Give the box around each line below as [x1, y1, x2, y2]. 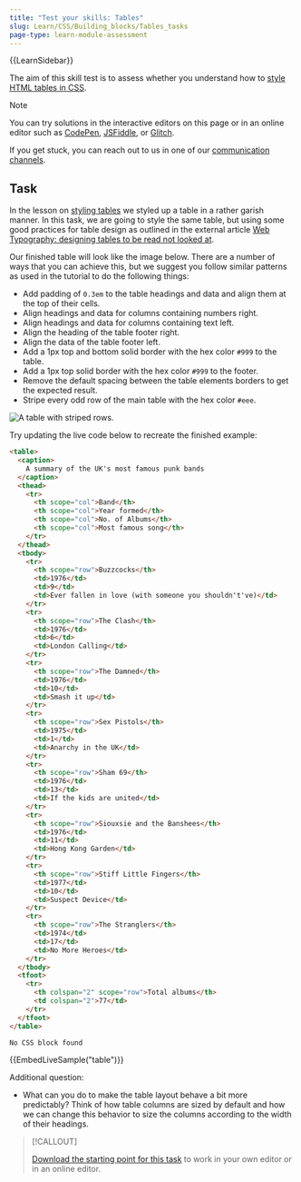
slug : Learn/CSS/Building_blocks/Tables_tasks [9, 22, 189, 31]
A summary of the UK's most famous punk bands [25, 464, 205, 473]
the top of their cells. [22, 298, 101, 309]
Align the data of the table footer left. [22, 337, 161, 348]
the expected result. [22, 385, 98, 396]
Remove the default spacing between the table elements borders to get [22, 375, 289, 386]
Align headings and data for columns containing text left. [22, 317, 235, 328]
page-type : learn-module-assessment [9, 30, 148, 39]
